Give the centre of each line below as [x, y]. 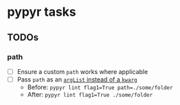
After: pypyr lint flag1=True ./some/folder [90, 94]
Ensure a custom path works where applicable [82, 71]
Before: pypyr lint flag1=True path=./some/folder [100, 87]
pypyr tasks [42, 12]
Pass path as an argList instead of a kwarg [77, 79]
